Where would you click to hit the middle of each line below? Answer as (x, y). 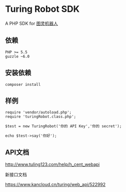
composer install (23, 84)
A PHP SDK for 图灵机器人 (32, 23)
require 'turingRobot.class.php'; (41, 117)
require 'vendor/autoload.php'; (38, 113)
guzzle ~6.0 (17, 56)
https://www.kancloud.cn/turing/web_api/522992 (55, 185)
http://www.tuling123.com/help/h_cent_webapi (52, 164)
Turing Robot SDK (42, 9)
